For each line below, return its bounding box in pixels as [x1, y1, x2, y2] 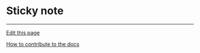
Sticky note [6, 4, 64, 18]
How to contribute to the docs [6, 40, 80, 48]
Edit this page [6, 29, 40, 36]
